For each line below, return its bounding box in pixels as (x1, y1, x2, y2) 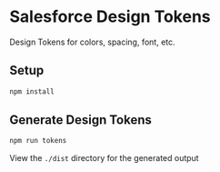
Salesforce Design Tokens (9, 6, 211, 27)
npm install (9, 86, 55, 96)
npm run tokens (9, 137, 67, 146)
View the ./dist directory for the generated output (9, 153, 199, 164)
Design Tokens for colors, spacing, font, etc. (9, 36, 175, 47)
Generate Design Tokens (9, 112, 153, 128)
